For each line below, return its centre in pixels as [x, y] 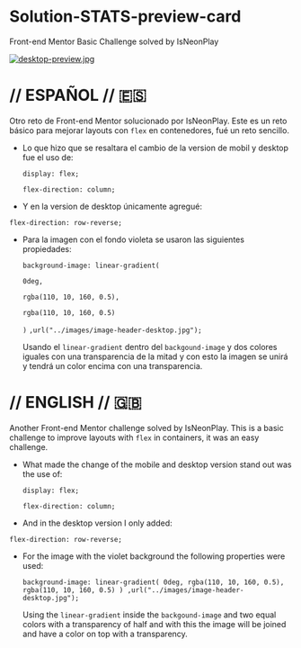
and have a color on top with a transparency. [105, 634]
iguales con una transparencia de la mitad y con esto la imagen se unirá [155, 356]
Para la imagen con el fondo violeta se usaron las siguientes [133, 239]
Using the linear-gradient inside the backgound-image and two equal [149, 615]
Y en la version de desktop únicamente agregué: [112, 206]
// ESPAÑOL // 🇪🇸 [78, 95]
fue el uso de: [48, 157]
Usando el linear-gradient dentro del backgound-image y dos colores [150, 346]
